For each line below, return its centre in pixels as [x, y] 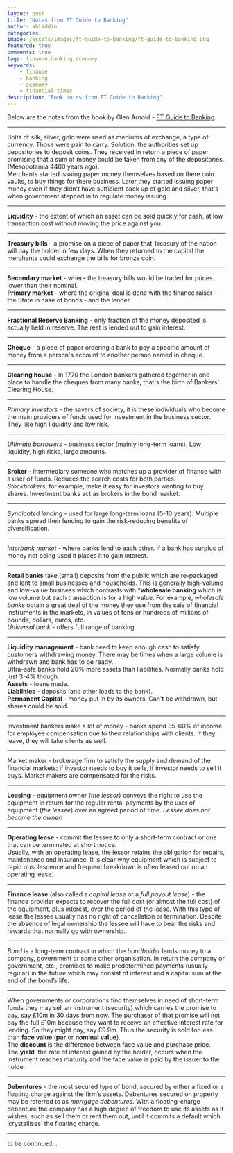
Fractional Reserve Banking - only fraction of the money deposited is [107, 320]
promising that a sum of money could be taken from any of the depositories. [116, 159]
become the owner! [35, 817]
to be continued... [32, 1143]
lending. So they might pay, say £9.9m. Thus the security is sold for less [110, 1030]
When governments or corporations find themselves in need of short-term [113, 1000]
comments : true [29, 53]
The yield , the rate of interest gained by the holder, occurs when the [105, 1052]
